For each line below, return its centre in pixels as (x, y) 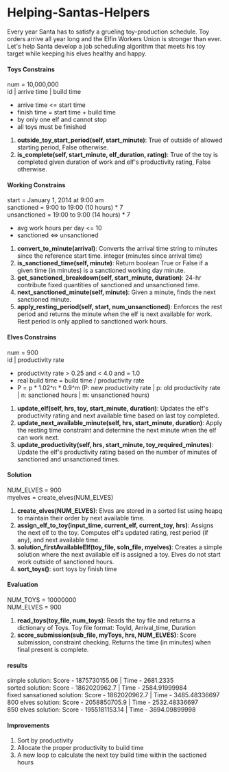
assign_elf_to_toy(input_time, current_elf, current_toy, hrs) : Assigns (115, 525)
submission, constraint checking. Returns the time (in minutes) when (114, 642)
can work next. (38, 437)
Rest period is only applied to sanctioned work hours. (92, 322)
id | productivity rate (36, 360)
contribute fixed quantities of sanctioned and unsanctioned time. (108, 285)
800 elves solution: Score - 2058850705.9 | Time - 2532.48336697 (103, 702)
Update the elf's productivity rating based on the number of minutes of (117, 452)
